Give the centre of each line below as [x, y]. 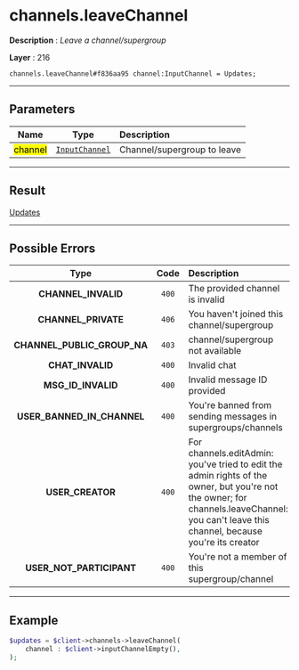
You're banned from [230, 405]
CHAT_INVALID [81, 365]
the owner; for [218, 498]
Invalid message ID [228, 380]
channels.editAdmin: [231, 453]
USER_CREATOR [81, 493]
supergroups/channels [235, 428]
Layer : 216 [30, 57]
